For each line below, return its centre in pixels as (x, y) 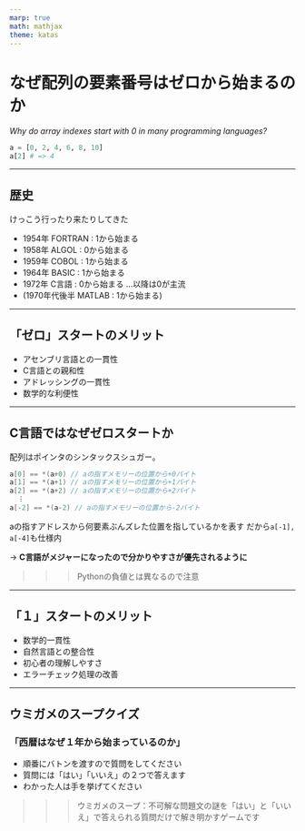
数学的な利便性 (50, 393)
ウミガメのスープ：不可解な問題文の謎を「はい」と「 (176, 806)
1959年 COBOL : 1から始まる (75, 261)
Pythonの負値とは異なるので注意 (138, 576)
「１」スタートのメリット (81, 617)
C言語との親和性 (53, 370)
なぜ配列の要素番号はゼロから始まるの (153, 82)
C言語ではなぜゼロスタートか (92, 433)
